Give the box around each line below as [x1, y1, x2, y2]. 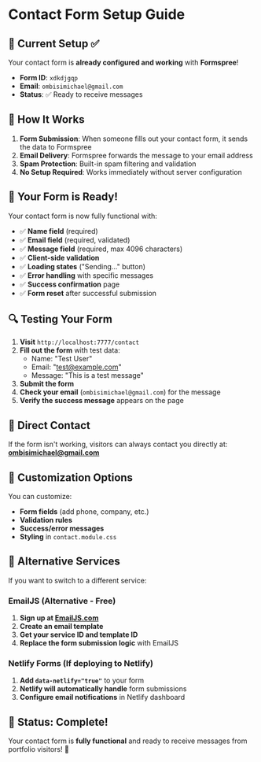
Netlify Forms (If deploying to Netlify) [8, 658, 153, 669]
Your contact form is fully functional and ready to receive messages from [8, 736, 248, 745]
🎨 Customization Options [8, 471, 134, 484]
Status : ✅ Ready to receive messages [19, 90, 143, 99]
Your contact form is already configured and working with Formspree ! [8, 57, 239, 67]
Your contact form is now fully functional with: [8, 211, 157, 220]
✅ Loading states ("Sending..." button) [19, 261, 146, 271]
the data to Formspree [19, 142, 92, 151]
